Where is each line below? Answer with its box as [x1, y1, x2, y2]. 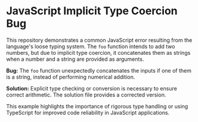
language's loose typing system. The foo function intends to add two [6, 43, 175, 50]
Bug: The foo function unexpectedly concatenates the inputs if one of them [6, 67, 192, 74]
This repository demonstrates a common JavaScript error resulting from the [6, 36, 193, 43]
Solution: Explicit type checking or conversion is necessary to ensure [6, 85, 177, 92]
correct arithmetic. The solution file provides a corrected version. [6, 91, 166, 98]
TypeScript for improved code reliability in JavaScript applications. [6, 109, 170, 116]
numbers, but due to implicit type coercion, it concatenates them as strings [6, 49, 191, 56]
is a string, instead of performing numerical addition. [6, 73, 135, 80]
